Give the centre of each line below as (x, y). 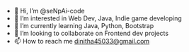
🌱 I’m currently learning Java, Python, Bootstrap (84, 26)
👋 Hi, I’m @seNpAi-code (49, 11)
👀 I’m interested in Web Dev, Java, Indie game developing (98, 18)
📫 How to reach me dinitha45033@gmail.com (82, 41)
